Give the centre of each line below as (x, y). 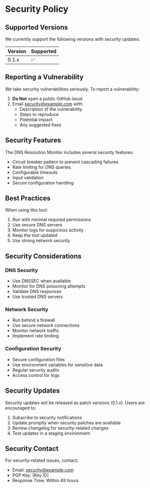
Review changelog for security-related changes (60, 428)
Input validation (28, 177)
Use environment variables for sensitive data (58, 365)
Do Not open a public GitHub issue (47, 98)
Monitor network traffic (36, 331)
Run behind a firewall (33, 320)
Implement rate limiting (35, 336)
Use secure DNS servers (37, 225)
